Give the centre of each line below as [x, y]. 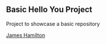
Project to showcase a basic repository [53, 23]
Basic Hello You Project [49, 10]
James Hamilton [26, 35]
